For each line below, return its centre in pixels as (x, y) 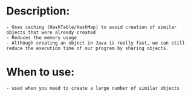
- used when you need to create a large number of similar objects (93, 88)
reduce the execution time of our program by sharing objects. (88, 48)
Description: (38, 11)
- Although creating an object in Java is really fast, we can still (96, 43)
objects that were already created (51, 32)
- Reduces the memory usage (42, 37)
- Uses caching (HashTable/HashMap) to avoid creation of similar (92, 27)
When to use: (40, 72)
